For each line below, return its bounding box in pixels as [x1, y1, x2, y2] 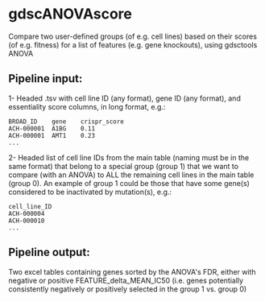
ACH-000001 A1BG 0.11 [8, 124, 95, 133]
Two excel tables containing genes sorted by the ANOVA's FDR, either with [8, 267, 256, 276]
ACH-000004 [8, 209, 45, 217]
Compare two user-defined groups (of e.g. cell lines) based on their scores [8, 31, 258, 41]
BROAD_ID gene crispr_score [8, 118, 125, 126]
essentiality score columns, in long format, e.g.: [8, 101, 166, 111]
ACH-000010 [8, 217, 45, 225]
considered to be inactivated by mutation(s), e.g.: [8, 187, 172, 197]
